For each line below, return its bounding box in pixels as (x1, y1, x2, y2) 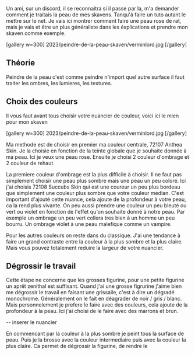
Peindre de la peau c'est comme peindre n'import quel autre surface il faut (6, 73, 185, 81)
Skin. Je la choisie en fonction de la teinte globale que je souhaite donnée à (6, 147, 187, 154)
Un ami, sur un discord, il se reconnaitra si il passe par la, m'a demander (6, 5, 179, 12)
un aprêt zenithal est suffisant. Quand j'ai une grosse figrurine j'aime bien (6, 283, 182, 290)
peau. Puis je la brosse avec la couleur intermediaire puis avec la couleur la (6, 336, 186, 343)
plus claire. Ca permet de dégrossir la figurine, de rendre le (6, 343, 148, 350)
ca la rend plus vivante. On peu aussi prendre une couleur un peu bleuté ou (6, 201, 187, 209)
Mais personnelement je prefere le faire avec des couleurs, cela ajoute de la (6, 301, 188, 308)
